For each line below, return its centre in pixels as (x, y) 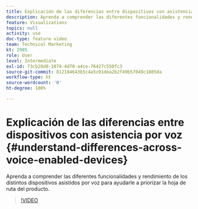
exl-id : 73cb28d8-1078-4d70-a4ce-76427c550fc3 (64, 66)
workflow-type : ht (29, 77)
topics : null (22, 28)
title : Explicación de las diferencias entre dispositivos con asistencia (100, 11)
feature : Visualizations (37, 22)
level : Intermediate (32, 61)
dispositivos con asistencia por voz (94, 135)
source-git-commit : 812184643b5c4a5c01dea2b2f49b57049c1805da (84, 72)
